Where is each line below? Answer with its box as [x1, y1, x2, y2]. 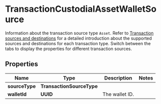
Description [104, 75, 133, 81]
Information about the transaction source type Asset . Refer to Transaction [5, 30, 154, 36]
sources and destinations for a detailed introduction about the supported [5, 35, 152, 41]
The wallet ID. [102, 91, 134, 98]
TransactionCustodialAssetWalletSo [5, 3, 157, 15]
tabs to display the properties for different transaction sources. [5, 46, 132, 52]
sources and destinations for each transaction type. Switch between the [5, 40, 151, 46]
